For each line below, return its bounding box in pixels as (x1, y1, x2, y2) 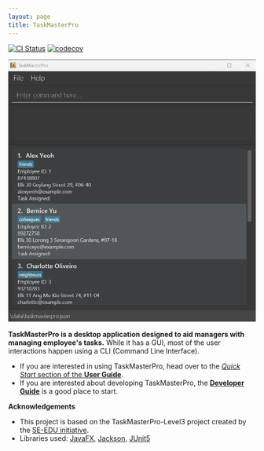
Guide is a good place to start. (19, 387, 119, 396)
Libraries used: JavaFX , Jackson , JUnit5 (19, 434, 151, 443)
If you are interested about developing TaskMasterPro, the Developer (19, 378, 245, 388)
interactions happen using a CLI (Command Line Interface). (8, 346, 200, 356)
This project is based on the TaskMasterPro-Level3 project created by (19, 417, 247, 427)
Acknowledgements (8, 401, 76, 412)
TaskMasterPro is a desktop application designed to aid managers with (8, 330, 245, 339)
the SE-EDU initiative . (19, 425, 90, 435)
